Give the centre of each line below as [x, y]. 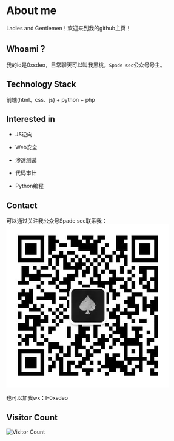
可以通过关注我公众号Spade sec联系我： [57, 221]
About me [32, 11]
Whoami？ [26, 49]
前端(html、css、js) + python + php [51, 99]
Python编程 [29, 186]
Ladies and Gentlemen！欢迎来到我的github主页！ [69, 28]
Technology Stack [41, 85]
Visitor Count [32, 417]
